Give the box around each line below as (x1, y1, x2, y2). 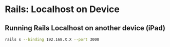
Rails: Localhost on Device (5, 4, 120, 15)
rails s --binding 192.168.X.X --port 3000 (5, 37, 100, 42)
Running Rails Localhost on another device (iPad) (5, 24, 165, 32)
